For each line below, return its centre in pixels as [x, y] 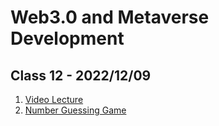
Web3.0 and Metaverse [110, 17]
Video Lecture [54, 99]
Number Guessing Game [75, 110]
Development [67, 38]
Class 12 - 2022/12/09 [81, 75]
